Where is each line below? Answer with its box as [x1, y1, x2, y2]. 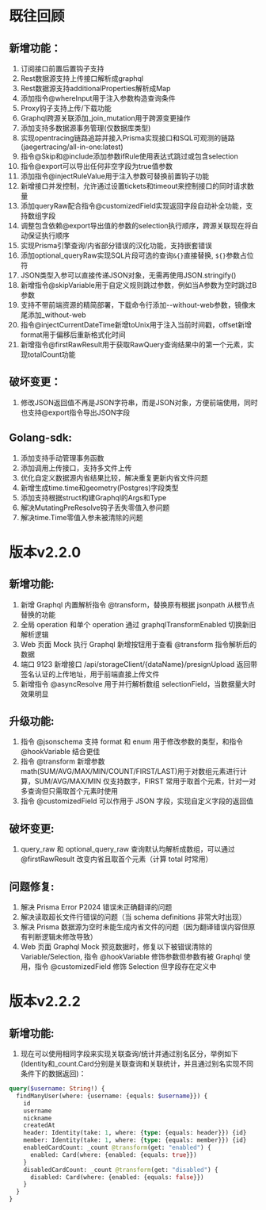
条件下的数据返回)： [20, 1069, 86, 1078]
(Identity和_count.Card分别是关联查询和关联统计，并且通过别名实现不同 [20, 1059, 254, 1069]
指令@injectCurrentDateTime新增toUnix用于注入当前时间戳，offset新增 [20, 320, 253, 329]
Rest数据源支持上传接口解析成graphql [20, 74, 144, 83]
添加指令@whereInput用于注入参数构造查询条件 [20, 94, 176, 103]
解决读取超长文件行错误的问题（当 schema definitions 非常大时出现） [20, 913, 246, 922]
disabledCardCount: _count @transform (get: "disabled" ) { [23, 1166, 218, 1174]
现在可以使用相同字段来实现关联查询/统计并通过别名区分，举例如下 [20, 1049, 238, 1059]
